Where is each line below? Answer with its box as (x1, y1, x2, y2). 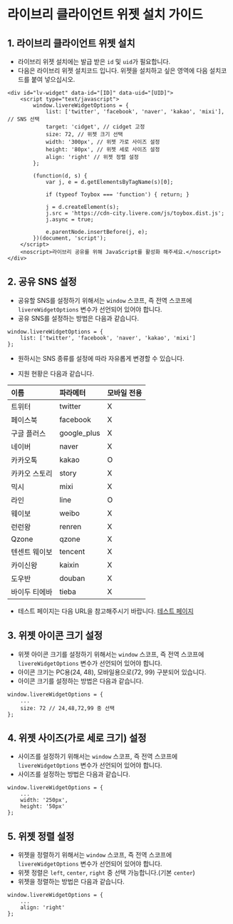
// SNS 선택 (7, 115, 40, 123)
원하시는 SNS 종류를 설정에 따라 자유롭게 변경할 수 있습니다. (17, 354, 185, 362)
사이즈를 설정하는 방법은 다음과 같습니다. (17, 770, 130, 779)
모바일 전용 (107, 388, 143, 398)
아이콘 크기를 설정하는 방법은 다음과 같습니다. (17, 677, 144, 685)
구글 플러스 (11, 428, 46, 438)
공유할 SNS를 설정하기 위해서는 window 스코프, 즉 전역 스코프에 (17, 296, 192, 304)
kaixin (59, 560, 80, 570)
